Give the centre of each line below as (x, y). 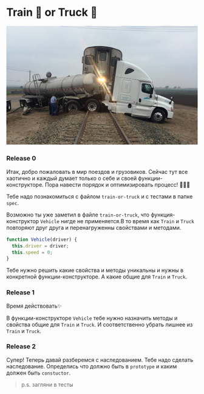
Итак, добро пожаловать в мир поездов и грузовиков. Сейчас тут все (97, 171)
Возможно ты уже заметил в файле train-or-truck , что (78, 215)
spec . (13, 202)
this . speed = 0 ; (32, 252)
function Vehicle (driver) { (42, 240)
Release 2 (21, 347)
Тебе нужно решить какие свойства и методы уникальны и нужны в (95, 271)
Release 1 (20, 292)
